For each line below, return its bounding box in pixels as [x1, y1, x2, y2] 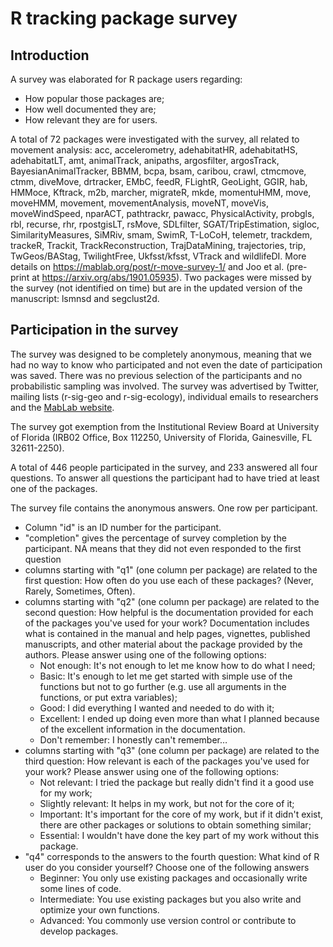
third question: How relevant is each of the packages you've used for [24, 755, 310, 767]
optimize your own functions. [39, 903, 160, 916]
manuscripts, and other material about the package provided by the [24, 638, 303, 650]
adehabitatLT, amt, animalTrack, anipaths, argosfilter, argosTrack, [10, 155, 280, 166]
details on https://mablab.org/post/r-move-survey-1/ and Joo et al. [10, 261, 285, 272]
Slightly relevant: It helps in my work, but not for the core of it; [39, 797, 295, 809]
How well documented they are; [24, 103, 157, 115]
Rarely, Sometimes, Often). [24, 585, 136, 597]
